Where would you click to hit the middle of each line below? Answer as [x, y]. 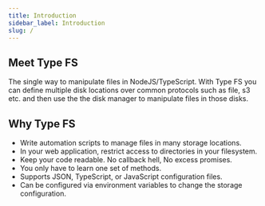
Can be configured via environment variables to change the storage [131, 185]
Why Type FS [42, 124]
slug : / [21, 30]
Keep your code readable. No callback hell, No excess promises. [126, 159]
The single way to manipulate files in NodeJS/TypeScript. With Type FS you [132, 82]
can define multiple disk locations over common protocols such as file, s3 [129, 90]
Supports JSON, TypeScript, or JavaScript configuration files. [121, 177]
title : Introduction [43, 16]
